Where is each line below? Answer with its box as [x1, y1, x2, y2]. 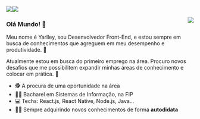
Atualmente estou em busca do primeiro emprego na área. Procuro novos [6, 58, 186, 65]
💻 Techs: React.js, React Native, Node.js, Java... [14, 98, 135, 105]
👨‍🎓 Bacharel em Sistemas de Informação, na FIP [14, 91, 133, 98]
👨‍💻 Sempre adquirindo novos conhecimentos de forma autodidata [14, 106, 179, 113]
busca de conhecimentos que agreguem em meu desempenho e [6, 40, 165, 47]
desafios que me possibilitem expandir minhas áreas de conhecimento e [6, 64, 184, 71]
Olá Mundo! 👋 [6, 20, 46, 28]
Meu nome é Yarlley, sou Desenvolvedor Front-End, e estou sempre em [6, 33, 182, 41]
